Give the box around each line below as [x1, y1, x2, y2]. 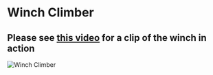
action [7, 42, 35, 54]
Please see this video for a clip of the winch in [7, 32, 208, 44]
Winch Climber [7, 5, 94, 20]
